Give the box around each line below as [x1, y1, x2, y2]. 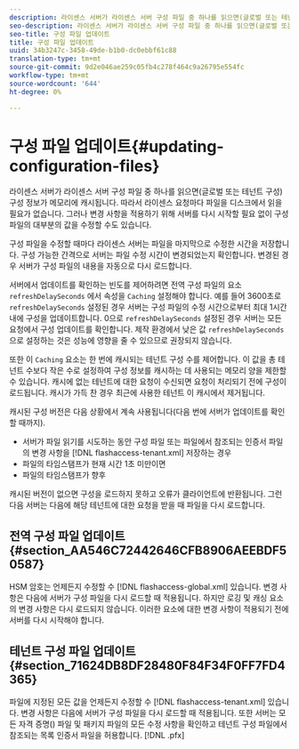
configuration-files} [9, 156, 160, 176]
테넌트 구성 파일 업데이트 [9, 643, 136, 658]
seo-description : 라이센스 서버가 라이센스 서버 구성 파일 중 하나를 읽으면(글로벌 [9, 21, 278, 30]
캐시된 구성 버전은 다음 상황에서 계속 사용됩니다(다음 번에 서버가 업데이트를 [9, 407, 269, 417]
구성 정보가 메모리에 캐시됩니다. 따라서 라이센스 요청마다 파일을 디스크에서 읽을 [9, 197, 283, 208]
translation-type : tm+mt [9, 54, 101, 63]
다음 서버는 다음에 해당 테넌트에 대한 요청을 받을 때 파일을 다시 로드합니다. [9, 500, 265, 511]
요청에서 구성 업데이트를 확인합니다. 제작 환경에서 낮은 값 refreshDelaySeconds [9, 324, 285, 334]
